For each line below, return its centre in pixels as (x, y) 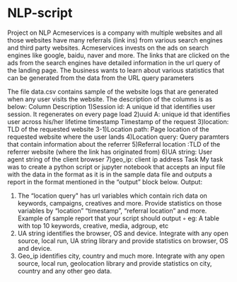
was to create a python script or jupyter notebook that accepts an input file (116, 167)
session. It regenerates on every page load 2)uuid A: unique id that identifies (119, 114)
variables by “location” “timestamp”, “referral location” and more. (112, 210)
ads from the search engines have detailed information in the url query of (114, 62)
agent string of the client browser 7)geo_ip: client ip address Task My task (115, 159)
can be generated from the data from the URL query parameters (101, 78)
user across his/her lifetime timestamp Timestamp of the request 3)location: (118, 121)
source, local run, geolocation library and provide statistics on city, (115, 263)
